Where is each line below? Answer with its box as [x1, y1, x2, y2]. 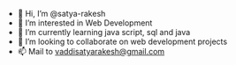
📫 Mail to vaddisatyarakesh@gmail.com [17, 47, 165, 56]
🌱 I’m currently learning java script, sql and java [17, 27, 191, 37]
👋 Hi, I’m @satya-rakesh [17, 9, 106, 18]
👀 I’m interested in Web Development [17, 18, 153, 28]
